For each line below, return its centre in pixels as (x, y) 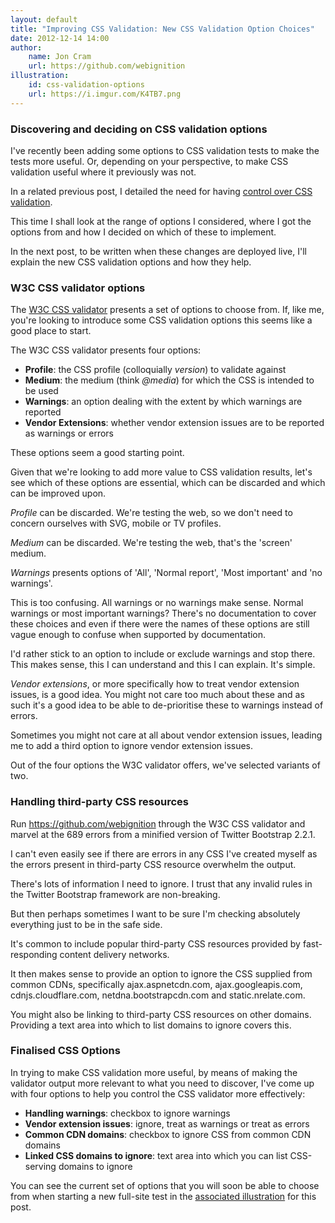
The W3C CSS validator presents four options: (106, 350)
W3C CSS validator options (78, 288)
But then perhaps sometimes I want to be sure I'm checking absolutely (155, 913)
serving (40, 1166)
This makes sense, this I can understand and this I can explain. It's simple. (163, 665)
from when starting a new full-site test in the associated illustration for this (163, 1196)
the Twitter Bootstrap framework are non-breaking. (115, 894)
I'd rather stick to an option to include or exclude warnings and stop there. (163, 654)
